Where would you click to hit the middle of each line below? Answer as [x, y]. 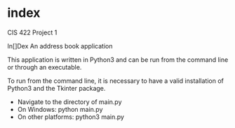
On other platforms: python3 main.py [71, 117]
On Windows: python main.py [60, 109]
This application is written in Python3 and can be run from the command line [118, 59]
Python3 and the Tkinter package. [56, 88]
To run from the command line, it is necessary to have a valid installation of [116, 81]
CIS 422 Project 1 [32, 32]
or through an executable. [45, 67]
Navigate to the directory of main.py [69, 102]
